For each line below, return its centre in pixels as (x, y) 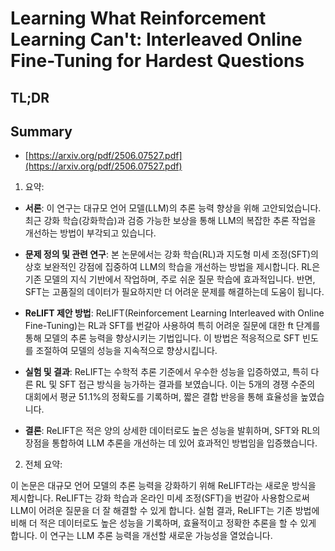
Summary (41, 131)
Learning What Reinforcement (138, 18)
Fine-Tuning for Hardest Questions (157, 61)
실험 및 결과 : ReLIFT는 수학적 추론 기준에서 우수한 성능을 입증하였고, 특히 (166, 372)
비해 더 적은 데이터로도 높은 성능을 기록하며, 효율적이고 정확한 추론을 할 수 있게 (163, 523)
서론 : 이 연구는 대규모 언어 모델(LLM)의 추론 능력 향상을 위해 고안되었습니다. (173, 208)
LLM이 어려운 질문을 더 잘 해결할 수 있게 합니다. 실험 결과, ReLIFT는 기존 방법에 (165, 511)
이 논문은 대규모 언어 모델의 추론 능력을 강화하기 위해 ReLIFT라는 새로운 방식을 (163, 486)
